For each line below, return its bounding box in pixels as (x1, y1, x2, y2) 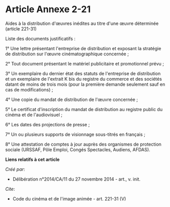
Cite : (5, 186, 15, 192)
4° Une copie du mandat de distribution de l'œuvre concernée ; (5, 96, 138, 102)
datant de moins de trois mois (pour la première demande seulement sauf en (5, 81, 165, 87)
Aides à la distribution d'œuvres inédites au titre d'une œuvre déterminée (5, 20, 159, 26)
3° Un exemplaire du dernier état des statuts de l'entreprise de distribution (5, 70, 161, 77)
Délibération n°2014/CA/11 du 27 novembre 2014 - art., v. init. (12, 176, 141, 182)
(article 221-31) (5, 25, 37, 31)
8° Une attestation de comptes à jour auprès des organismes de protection (5, 141, 161, 147)
